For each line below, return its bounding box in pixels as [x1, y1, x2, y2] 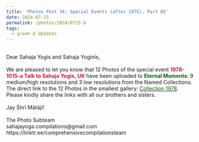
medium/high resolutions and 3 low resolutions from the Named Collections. [6, 78, 192, 86]
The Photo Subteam [6, 116, 55, 124]
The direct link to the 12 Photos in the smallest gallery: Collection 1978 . [6, 85, 179, 92]
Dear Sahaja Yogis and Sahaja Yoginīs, [6, 53, 100, 61]
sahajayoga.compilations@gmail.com [6, 123, 97, 130]
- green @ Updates [11, 31, 58, 37]
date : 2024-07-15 [6, 14, 49, 20]
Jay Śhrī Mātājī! [6, 104, 45, 111]
